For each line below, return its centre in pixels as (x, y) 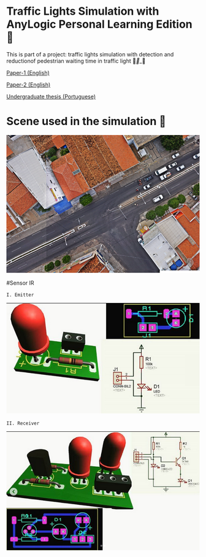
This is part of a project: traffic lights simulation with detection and (90, 54)
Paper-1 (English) (28, 72)
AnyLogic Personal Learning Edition (100, 24)
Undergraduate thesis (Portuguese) (51, 96)
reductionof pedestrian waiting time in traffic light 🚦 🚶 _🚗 (76, 61)
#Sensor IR (21, 283)
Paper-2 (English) (29, 85)
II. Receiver (23, 424)
